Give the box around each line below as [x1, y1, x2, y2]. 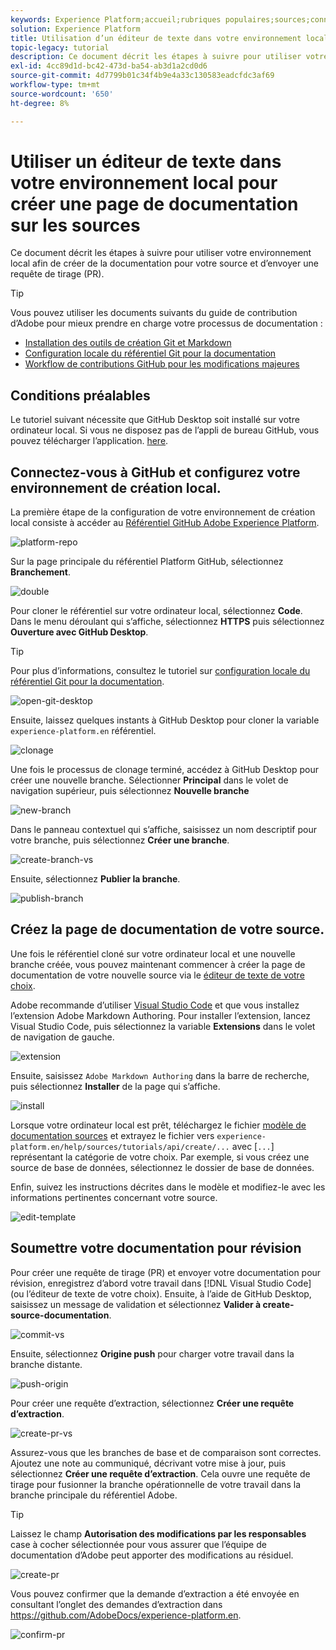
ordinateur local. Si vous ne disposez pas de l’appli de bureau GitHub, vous [10, 424, 320, 436]
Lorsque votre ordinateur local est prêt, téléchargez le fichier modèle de [10, 1119, 307, 1131]
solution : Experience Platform [10, 24, 141, 34]
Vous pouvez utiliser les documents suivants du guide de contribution [10, 307, 298, 319]
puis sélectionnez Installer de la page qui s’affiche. [10, 1080, 221, 1092]
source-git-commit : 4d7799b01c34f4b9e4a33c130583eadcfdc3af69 [10, 71, 275, 81]
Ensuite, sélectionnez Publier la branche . [10, 873, 181, 885]
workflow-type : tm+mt [10, 80, 101, 90]
